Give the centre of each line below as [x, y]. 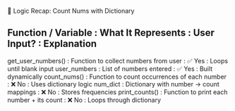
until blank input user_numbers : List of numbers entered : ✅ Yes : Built [110, 68]
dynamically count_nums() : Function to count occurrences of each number [117, 77]
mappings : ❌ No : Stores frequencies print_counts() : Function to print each [117, 92]
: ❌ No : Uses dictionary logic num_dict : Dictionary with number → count [114, 84]
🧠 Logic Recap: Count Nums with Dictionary [71, 11]
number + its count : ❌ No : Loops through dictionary [84, 100]
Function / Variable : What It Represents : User [111, 33]
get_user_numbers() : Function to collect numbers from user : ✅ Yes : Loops [117, 60]
